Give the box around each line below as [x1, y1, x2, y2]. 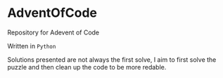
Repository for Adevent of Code [7, 28, 100, 37]
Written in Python [7, 41, 56, 50]
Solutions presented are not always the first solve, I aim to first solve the [7, 55, 217, 64]
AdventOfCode [7, 5, 97, 21]
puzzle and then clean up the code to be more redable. [7, 63, 167, 71]
